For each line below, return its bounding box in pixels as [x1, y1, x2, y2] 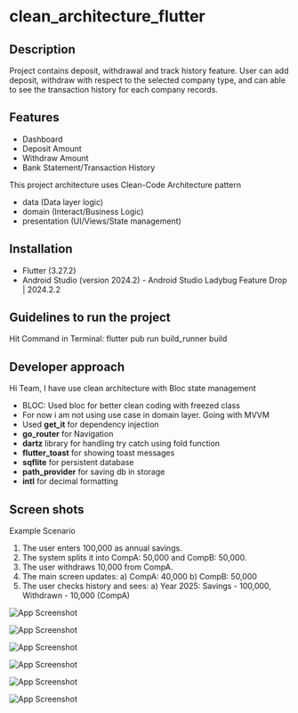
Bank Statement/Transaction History [21, 162, 156, 173]
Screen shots [9, 502, 85, 517]
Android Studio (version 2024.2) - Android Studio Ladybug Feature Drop [21, 275, 287, 285]
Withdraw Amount [21, 152, 89, 163]
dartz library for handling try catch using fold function [21, 438, 221, 449]
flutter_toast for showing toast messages [21, 447, 175, 458]
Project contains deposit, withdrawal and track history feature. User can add [9, 65, 289, 76]
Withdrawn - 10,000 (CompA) [21, 590, 131, 601]
